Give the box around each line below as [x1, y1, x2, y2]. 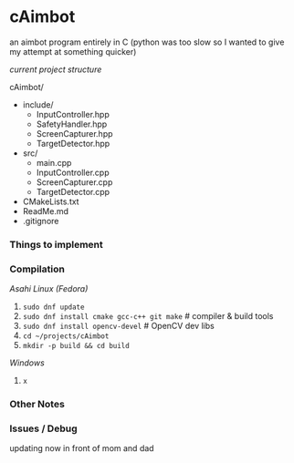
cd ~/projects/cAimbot [22, 332, 110, 341]
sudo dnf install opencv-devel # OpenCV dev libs [22, 321, 215, 332]
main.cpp [36, 157, 72, 168]
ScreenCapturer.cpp [36, 176, 113, 188]
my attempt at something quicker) [9, 46, 137, 57]
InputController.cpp [36, 167, 110, 178]
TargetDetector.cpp [36, 186, 110, 197]
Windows [9, 357, 46, 368]
